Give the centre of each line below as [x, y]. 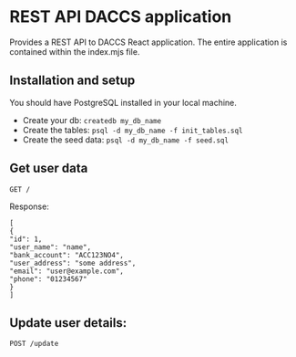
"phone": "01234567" [49, 279]
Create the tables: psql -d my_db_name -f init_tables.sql [133, 130]
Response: [30, 206]
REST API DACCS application [121, 17]
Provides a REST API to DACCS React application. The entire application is [148, 42]
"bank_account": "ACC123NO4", [67, 255]
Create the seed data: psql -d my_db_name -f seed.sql [126, 140]
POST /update [34, 344]
